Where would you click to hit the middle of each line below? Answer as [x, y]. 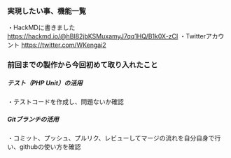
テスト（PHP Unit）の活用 [45, 82]
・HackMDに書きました [41, 28]
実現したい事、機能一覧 [47, 10]
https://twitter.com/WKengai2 [63, 45]
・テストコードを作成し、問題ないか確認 [65, 102]
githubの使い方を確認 [50, 147]
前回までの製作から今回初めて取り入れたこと [83, 65]
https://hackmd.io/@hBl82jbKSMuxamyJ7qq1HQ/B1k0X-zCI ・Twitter [107, 36]
